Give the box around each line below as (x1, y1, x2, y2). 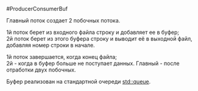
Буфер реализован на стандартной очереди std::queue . (6, 78, 151, 85)
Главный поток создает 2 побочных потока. (6, 17, 121, 24)
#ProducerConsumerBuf (6, 5, 68, 12)
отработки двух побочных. (6, 66, 76, 73)
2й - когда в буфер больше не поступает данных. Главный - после (6, 60, 180, 67)
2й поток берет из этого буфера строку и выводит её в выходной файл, (6, 35, 193, 42)
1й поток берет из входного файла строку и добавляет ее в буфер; (6, 29, 180, 36)
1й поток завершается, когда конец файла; (6, 53, 118, 60)
